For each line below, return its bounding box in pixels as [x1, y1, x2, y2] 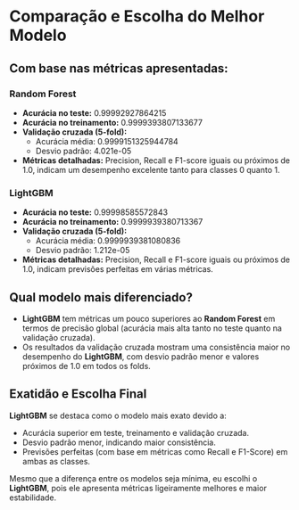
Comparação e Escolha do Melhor [9, 6, 265, 27]
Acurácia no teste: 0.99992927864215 [21, 107, 167, 118]
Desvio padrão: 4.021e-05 [35, 145, 132, 156]
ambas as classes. [21, 456, 91, 466]
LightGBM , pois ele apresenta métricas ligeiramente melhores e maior [9, 482, 268, 493]
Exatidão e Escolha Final [9, 386, 147, 402]
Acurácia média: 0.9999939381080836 [35, 235, 181, 246]
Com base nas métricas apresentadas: [9, 61, 229, 76]
